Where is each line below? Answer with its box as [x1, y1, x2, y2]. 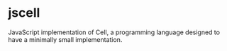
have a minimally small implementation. [8, 35, 123, 43]
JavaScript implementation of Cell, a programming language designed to [8, 28, 221, 36]
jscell [8, 5, 40, 21]
